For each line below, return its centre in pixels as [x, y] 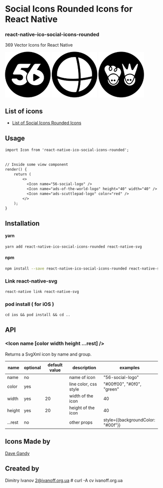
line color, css [83, 384]
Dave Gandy [17, 453]
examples [130, 367]
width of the [81, 396]
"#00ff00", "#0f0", [122, 384]
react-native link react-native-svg [42, 291]
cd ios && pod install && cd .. [38, 315]
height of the [82, 408]
